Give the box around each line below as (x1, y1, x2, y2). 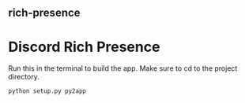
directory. (8, 72, 40, 82)
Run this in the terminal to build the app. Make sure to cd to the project (8, 64, 238, 73)
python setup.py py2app (8, 87, 87, 95)
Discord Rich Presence (8, 38, 160, 56)
